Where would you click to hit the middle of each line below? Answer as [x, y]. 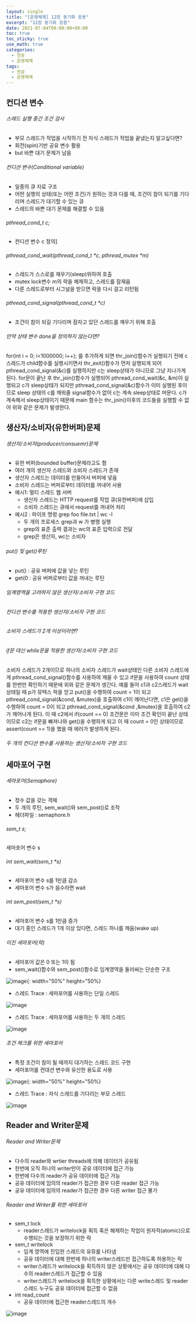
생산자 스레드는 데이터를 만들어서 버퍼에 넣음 [66, 478]
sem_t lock [28, 1223]
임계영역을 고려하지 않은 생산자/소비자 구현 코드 [61, 593]
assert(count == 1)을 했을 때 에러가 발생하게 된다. [64, 729]
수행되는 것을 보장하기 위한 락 [57, 1238]
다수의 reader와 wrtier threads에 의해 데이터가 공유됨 [77, 1161]
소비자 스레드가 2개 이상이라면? [42, 631]
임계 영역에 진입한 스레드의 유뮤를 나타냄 [70, 1251]
